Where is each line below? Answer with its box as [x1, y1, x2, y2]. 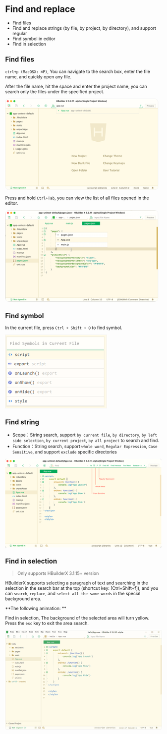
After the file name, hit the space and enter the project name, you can [5, 83, 147, 89]
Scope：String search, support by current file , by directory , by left [12, 432, 158, 438]
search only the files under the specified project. [5, 88, 105, 95]
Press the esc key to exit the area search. [5, 620, 89, 626]
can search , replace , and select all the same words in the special [5, 590, 141, 596]
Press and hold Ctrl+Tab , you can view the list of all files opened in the [5, 195, 150, 201]
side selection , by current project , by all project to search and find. [12, 437, 160, 443]
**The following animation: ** [5, 605, 67, 611]
